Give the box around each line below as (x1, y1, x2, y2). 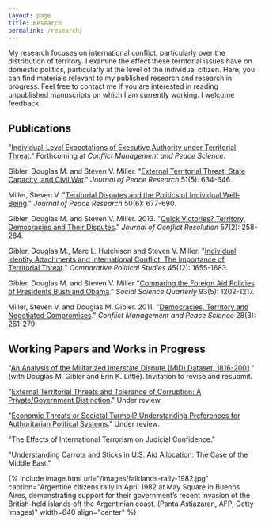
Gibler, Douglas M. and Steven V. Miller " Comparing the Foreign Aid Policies (8, 278, 255, 288)
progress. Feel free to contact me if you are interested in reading (8, 82, 219, 91)
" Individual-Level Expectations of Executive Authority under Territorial (8, 143, 237, 152)
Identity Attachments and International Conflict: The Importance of (8, 255, 225, 264)
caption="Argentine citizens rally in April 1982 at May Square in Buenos (8, 482, 240, 492)
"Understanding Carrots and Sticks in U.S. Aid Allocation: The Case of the (8, 450, 248, 459)
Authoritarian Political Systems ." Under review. (8, 420, 160, 428)
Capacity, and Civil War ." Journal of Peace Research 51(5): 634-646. (8, 175, 233, 185)
